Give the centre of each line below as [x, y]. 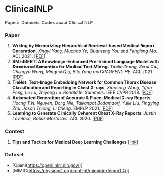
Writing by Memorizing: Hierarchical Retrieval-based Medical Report [83, 46]
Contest [15, 132]
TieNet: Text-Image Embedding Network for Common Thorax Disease [84, 82]
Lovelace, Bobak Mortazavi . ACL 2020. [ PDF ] [58, 119]
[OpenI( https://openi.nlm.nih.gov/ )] [47, 165]
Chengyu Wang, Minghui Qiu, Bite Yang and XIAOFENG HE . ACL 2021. [83, 72]
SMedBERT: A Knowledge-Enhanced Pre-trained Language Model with [85, 62]
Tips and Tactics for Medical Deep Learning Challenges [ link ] [75, 142]
